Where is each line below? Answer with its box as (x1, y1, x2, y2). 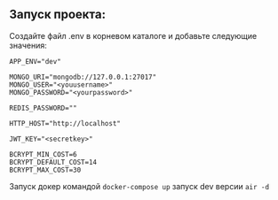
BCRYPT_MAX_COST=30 (9, 165, 82, 174)
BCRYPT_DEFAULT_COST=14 (9, 158, 98, 166)
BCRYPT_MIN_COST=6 (9, 150, 77, 158)
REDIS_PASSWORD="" (9, 104, 77, 112)
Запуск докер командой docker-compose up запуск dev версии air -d (9, 181, 269, 191)
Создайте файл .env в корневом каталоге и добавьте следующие (9, 30, 258, 41)
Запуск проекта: (9, 7, 107, 22)
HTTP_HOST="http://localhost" (9, 119, 122, 127)
